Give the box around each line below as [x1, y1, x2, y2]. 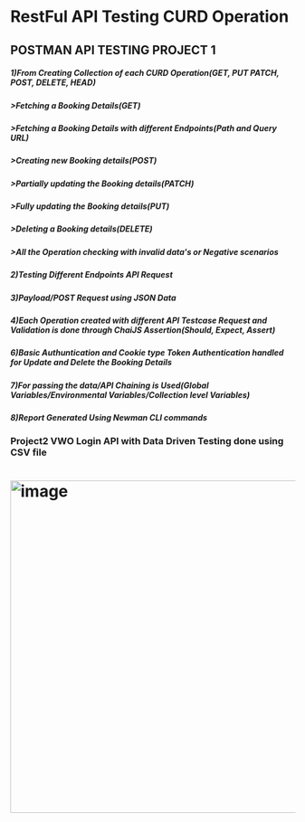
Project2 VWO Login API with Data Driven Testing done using [10, 435, 284, 448]
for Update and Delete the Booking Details [10, 357, 173, 368]
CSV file [10, 446, 48, 458]
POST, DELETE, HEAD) [10, 77, 96, 88]
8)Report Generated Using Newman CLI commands [10, 412, 207, 423]
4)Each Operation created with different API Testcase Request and [10, 315, 268, 326]
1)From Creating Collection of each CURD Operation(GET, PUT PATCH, [10, 68, 280, 79]
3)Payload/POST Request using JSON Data [10, 292, 176, 303]
